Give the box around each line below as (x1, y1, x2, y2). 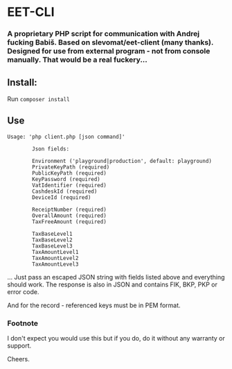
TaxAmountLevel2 (32, 255, 79, 261)
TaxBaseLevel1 (32, 230, 73, 237)
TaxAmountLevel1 (32, 248, 79, 255)
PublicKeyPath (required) (32, 169, 107, 177)
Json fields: (32, 145, 70, 153)
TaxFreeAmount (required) (32, 218, 107, 225)
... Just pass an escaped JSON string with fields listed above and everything (7, 273, 225, 281)
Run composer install (7, 94, 71, 103)
